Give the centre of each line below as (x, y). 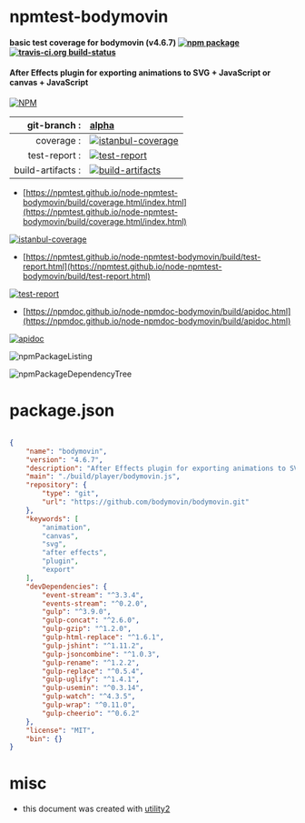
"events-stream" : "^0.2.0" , (95, 603)
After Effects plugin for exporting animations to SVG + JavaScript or (140, 73)
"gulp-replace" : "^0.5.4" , (93, 671)
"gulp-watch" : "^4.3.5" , (89, 697)
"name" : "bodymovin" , (66, 451)
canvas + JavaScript (49, 83)
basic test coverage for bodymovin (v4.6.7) (93, 42)
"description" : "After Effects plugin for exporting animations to (156, 468)
